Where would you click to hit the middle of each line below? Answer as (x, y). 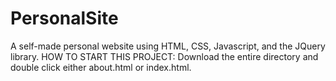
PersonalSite (64, 18)
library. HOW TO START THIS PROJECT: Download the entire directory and (164, 56)
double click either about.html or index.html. (101, 67)
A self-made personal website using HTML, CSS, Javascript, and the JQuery (168, 46)
